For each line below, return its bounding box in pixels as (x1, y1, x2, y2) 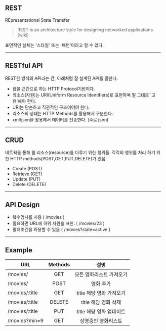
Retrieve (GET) (12, 171, 42, 177)
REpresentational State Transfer (5, 17, 70, 23)
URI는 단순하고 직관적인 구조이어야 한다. (12, 104, 90, 110)
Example (5, 246, 33, 254)
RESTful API (5, 61, 43, 70)
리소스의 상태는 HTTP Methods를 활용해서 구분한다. (12, 110, 114, 116)
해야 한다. (17, 98, 37, 104)
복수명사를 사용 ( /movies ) (12, 214, 65, 220)
